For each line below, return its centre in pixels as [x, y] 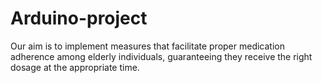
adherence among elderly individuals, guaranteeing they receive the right [161, 56]
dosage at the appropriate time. [75, 67]
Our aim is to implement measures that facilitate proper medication [148, 46]
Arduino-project [79, 18]
